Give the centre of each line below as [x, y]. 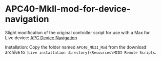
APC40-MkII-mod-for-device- [68, 9]
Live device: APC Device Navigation [41, 38]
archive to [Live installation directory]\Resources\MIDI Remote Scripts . [81, 52]
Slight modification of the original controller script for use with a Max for [78, 32]
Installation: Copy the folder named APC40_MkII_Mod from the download [76, 47]
